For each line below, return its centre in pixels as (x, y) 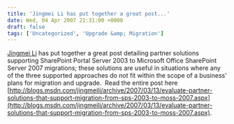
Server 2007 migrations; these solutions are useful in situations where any (114, 68)
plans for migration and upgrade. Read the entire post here (93, 83)
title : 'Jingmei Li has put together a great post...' (89, 14)
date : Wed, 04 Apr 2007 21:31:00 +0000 (65, 20)
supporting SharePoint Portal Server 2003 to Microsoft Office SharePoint (112, 61)
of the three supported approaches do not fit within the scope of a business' (117, 76)
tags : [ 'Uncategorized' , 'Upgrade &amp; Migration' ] (86, 33)
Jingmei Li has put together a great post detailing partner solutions (103, 53)
